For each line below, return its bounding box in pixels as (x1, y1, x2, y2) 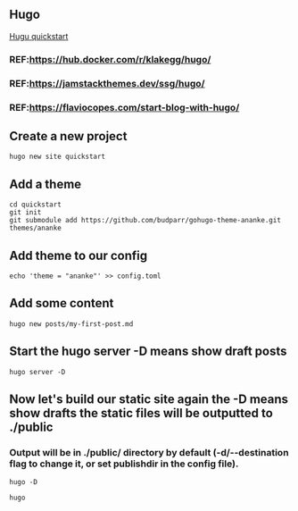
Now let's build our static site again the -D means (9, 392, 288, 407)
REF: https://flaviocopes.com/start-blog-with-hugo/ (9, 101, 240, 113)
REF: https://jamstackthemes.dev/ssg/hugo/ (9, 77, 205, 89)
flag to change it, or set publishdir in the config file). (9, 457, 239, 470)
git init (9, 208, 42, 217)
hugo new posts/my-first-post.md (9, 319, 134, 329)
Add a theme (9, 176, 82, 191)
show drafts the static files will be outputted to (9, 406, 274, 421)
